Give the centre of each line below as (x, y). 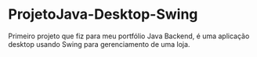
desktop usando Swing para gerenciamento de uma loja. (99, 44)
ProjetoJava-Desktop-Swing (103, 14)
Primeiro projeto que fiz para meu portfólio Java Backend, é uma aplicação (129, 36)
